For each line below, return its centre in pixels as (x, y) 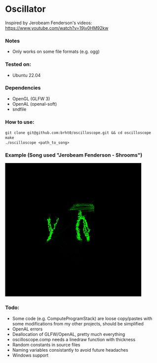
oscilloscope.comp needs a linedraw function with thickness (74, 339)
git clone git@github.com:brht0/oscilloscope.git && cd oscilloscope (78, 133)
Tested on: (18, 64)
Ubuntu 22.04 (26, 75)
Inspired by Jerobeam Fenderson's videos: (49, 23)
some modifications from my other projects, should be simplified (78, 323)
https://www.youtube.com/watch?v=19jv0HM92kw (57, 28)
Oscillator (25, 9)
